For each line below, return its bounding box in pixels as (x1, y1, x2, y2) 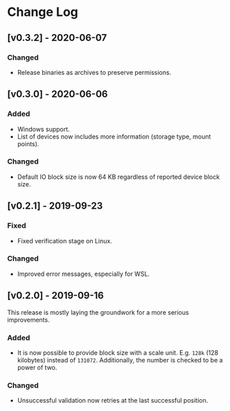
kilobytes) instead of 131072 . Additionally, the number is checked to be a (17, 356, 223, 364)
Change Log (7, 4, 78, 20)
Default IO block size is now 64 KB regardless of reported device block (17, 173, 220, 181)
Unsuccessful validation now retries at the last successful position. (17, 396, 209, 405)
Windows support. (17, 125, 71, 133)
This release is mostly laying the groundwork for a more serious (7, 308, 189, 316)
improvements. (7, 315, 50, 324)
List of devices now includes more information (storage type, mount (17, 132, 211, 141)
